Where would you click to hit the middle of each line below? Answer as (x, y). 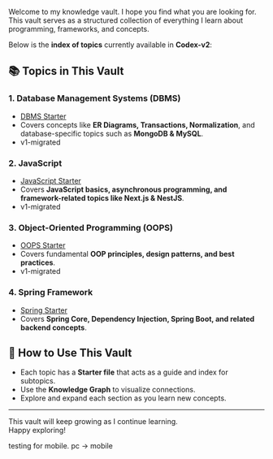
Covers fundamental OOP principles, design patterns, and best (127, 254)
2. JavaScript (35, 163)
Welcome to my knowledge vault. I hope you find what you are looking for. (133, 12)
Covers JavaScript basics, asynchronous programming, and (123, 189)
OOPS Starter (43, 245)
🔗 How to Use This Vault (70, 353)
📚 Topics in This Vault (66, 71)
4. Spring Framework (51, 292)
